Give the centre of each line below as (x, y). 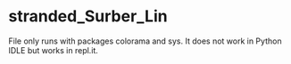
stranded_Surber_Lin (88, 16)
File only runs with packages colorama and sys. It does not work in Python (145, 41)
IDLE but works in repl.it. (54, 50)
